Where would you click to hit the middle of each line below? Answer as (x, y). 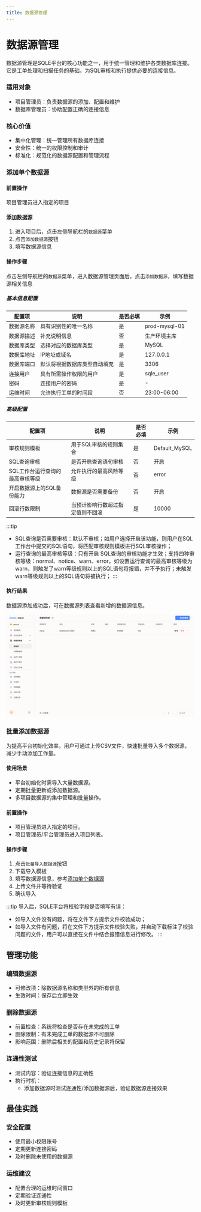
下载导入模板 (31, 871)
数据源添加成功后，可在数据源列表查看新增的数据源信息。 (77, 605)
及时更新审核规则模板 (41, 1203)
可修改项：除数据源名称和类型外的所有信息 (67, 988)
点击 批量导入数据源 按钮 (41, 864)
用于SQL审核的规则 (95, 444)
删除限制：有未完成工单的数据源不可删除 (65, 1034)
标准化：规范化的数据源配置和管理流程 (62, 156)
